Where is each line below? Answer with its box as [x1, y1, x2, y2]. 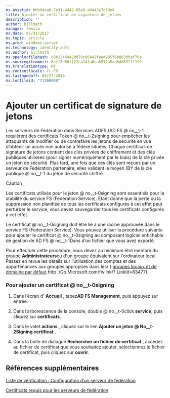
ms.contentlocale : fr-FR [6, 69, 58, 74]
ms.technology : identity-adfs [6, 45, 70, 50]
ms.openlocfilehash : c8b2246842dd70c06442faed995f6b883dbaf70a [6, 54, 142, 60]
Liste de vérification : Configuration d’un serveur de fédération [6, 377, 136, 383]
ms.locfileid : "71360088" [6, 78, 60, 83]
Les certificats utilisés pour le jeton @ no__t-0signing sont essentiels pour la [6, 190, 164, 196]
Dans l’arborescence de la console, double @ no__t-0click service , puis [13, 308, 163, 314]
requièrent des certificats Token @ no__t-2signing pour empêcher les [6, 133, 150, 139]
